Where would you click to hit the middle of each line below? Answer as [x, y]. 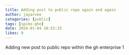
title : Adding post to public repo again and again [60, 10]
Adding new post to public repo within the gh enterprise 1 [65, 47]
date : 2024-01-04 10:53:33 [34, 28]
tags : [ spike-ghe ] [24, 24]
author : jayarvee [23, 14]
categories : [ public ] [28, 19]
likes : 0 [14, 33]
